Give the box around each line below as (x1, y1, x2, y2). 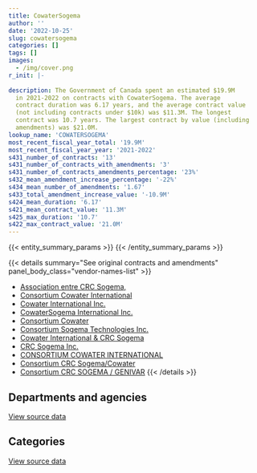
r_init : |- (8, 71, 45, 79)
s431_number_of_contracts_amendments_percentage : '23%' (8, 168, 199, 176)
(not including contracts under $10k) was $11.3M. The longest (15, 109, 231, 117)
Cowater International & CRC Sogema (19, 334, 145, 343)
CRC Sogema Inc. (19, 342, 79, 351)
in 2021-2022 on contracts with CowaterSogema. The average (15, 94, 221, 102)
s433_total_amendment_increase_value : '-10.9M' (8, 190, 171, 199)
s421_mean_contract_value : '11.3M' (8, 205, 128, 213)
